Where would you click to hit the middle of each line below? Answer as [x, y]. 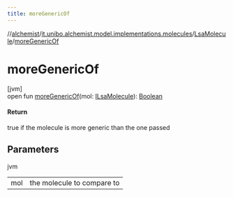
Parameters [33, 150]
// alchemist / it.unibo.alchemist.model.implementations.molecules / [101, 34]
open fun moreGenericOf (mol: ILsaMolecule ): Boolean [85, 96]
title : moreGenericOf [39, 14]
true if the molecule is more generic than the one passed [89, 127]
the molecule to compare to [75, 182]
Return [17, 112]
